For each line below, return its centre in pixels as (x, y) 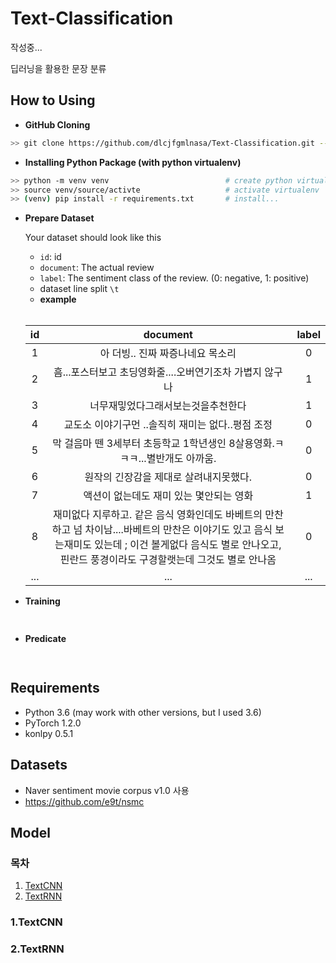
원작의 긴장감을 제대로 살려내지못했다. (168, 477)
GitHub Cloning (57, 124)
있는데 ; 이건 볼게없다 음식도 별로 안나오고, (188, 545)
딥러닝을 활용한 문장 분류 (58, 68)
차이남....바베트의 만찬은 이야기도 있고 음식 (178, 530)
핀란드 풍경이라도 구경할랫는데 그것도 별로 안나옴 (168, 560)
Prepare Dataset (59, 218)
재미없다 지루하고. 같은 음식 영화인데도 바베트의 (158, 515)
